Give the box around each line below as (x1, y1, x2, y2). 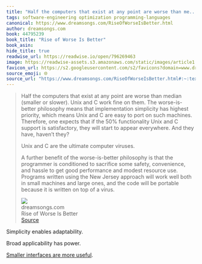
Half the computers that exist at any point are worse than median (20, 93, 182, 100)
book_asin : (6, 43, 34, 49)
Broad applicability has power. (6, 240, 81, 247)
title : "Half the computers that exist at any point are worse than (6, 8, 182, 15)
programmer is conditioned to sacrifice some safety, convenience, (20, 161, 186, 168)
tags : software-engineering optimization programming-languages (6, 14, 171, 20)
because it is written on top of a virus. (20, 186, 115, 193)
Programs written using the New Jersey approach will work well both (20, 173, 192, 180)
